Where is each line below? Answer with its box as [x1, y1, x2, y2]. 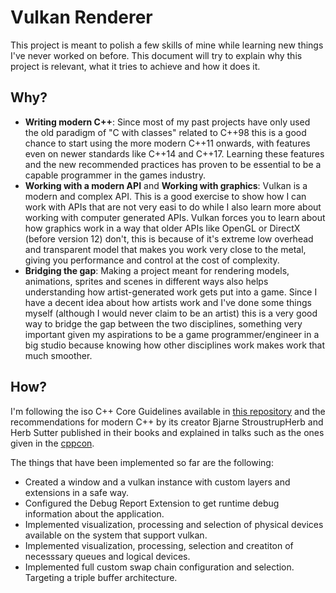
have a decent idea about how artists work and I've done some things [24, 296, 312, 308]
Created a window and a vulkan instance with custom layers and [24, 476, 291, 488]
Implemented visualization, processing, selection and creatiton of [24, 539, 294, 551]
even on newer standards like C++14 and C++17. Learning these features [24, 147, 325, 160]
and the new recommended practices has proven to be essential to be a [24, 158, 322, 170]
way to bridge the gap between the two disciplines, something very [24, 317, 303, 330]
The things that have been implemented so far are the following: [10, 456, 274, 468]
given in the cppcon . [10, 437, 95, 449]
